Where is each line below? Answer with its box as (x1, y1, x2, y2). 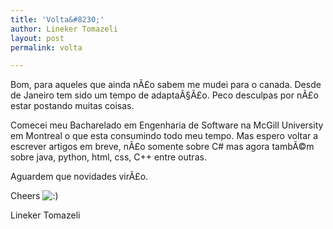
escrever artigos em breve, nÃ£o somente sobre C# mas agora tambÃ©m (10, 141, 315, 153)
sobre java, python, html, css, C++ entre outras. (10, 151, 207, 163)
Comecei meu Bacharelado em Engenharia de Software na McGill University (10, 119, 324, 131)
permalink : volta (10, 42, 83, 53)
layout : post (10, 33, 65, 43)
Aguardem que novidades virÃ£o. (10, 171, 149, 183)
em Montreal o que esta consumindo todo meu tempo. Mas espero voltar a (10, 130, 319, 142)
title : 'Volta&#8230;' (10, 14, 105, 25)
